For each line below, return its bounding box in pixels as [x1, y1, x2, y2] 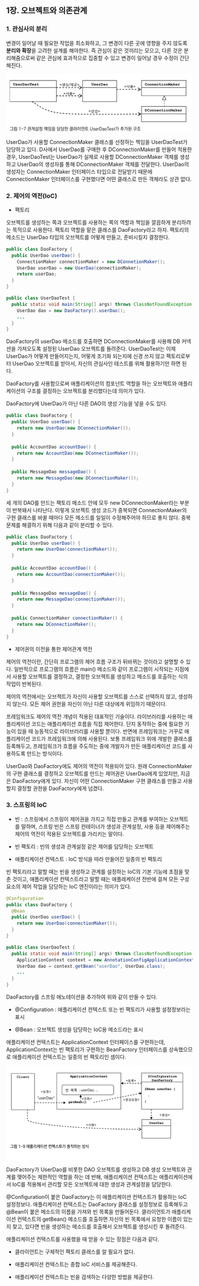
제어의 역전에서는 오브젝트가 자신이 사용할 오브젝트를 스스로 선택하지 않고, [6, 693, 177, 700]
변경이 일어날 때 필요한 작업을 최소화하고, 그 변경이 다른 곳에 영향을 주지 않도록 [6, 39, 188, 46]
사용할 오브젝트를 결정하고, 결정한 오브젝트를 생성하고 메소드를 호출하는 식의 [12, 673, 188, 680]
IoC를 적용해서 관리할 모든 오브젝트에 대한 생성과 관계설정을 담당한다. [12, 1181, 173, 1188]
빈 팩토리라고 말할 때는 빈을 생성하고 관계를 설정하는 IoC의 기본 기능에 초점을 [6, 868, 184, 875]
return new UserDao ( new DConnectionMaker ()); [17, 426, 131, 431]
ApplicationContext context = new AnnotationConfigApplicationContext [17, 956, 195, 963]
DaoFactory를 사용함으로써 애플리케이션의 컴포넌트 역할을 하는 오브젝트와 [6, 380, 177, 387]
